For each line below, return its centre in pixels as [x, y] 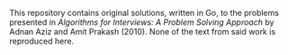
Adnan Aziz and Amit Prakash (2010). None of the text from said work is [143, 31]
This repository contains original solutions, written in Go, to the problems [144, 13]
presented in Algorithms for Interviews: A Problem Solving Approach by [142, 22]
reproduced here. [42, 41]
